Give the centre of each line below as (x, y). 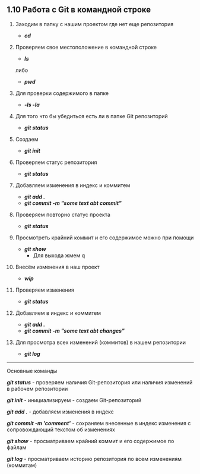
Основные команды (32, 371)
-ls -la (32, 105)
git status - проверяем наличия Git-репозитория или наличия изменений (100, 382)
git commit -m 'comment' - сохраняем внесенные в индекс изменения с (99, 423)
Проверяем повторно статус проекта (63, 214)
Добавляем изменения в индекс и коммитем (73, 185)
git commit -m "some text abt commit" (73, 203)
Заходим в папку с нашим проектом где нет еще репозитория (94, 24)
